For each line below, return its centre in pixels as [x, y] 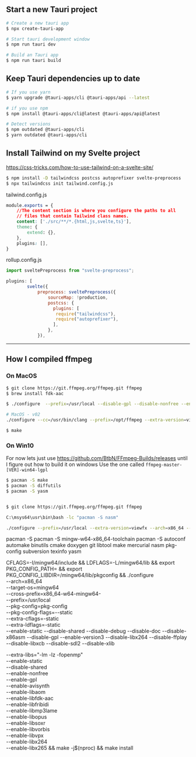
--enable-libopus [27, 717]
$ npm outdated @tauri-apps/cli [45, 130]
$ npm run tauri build [34, 61]
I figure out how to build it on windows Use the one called [75, 465]
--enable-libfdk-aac [30, 699]
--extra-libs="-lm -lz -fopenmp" [45, 655]
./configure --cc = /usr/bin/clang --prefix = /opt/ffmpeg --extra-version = [96, 420]
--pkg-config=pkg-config [37, 606]
